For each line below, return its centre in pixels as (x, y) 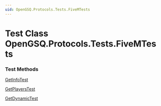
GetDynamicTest (21, 98)
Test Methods (22, 69)
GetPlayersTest (20, 89)
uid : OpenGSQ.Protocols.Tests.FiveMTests (48, 9)
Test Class (27, 33)
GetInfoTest (17, 80)
